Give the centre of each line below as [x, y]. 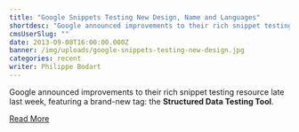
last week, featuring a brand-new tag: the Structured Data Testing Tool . [141, 101]
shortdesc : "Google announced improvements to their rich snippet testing [151, 26]
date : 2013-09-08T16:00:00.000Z [69, 42]
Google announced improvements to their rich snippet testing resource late [147, 92]
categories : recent [45, 58]
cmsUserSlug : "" [39, 34]
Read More [29, 118]
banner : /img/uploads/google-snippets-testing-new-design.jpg [127, 50]
